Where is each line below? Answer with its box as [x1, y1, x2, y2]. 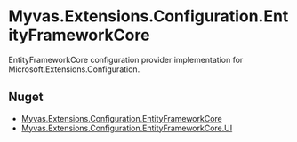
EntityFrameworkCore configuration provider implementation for [8, 54, 244, 65]
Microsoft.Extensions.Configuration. [8, 64, 140, 75]
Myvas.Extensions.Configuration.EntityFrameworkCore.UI [20, 122, 233, 133]
